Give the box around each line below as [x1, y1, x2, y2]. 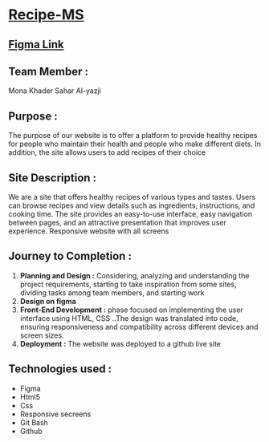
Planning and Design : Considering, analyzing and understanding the [19, 270, 250, 280]
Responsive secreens [19, 409, 92, 419]
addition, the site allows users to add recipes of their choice [8, 148, 206, 157]
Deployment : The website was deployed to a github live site [19, 339, 221, 348]
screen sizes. [19, 330, 64, 340]
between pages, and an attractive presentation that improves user [8, 218, 226, 228]
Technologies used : [8, 363, 112, 376]
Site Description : [8, 171, 97, 185]
